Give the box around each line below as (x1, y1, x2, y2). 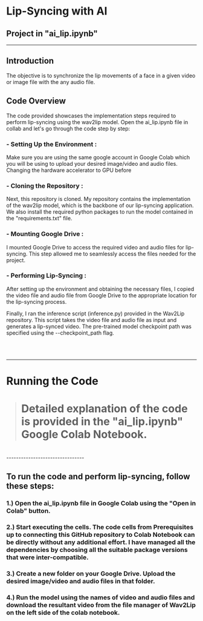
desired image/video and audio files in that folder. (6, 577, 155, 585)
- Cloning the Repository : (6, 182, 83, 190)
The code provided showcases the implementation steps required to (6, 112, 176, 119)
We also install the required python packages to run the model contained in (6, 208, 193, 215)
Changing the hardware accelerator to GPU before (6, 166, 132, 174)
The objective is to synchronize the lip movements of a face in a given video (6, 71, 196, 79)
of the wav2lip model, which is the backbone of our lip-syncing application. (6, 202, 194, 209)
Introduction (6, 56, 54, 66)
